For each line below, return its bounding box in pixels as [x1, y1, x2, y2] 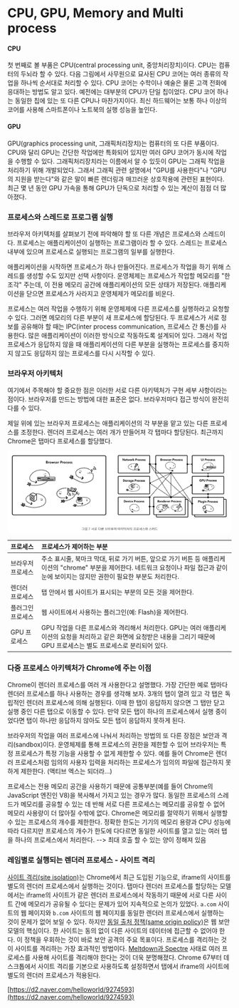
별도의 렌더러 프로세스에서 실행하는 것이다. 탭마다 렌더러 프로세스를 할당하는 [7, 882, 218, 890]
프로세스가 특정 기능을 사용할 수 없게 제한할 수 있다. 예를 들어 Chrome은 [14, 749, 215, 758]
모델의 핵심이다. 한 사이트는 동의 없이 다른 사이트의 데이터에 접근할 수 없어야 [7, 926, 218, 935]
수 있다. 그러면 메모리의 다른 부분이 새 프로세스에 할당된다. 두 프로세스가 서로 [7, 313, 220, 322]
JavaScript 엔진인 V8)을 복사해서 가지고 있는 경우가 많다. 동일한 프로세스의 [7, 791, 216, 800]
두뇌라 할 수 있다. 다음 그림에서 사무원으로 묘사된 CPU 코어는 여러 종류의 [20, 70, 222, 78]
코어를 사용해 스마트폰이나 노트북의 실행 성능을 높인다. [7, 106, 158, 114]
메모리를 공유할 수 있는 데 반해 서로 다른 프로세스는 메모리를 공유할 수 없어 [20, 800, 225, 808]
